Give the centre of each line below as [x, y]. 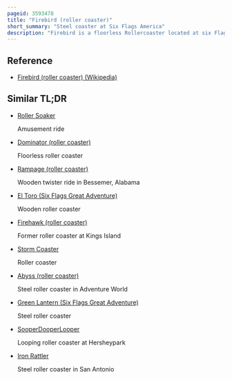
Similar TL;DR [37, 99]
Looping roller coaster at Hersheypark [71, 342]
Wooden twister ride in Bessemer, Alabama [78, 182]
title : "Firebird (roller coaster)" [60, 20]
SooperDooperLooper [48, 329]
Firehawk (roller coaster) [52, 222]
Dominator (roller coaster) [54, 142]
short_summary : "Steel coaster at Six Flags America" [86, 26]
